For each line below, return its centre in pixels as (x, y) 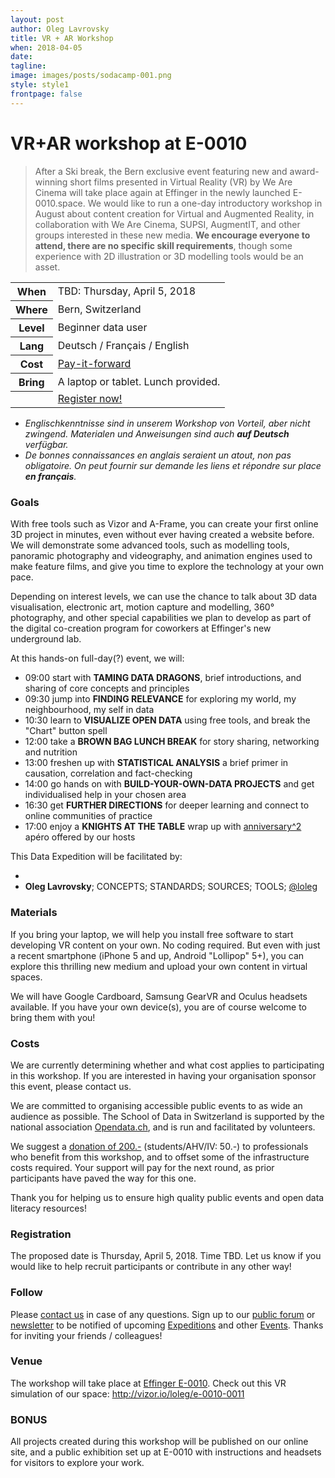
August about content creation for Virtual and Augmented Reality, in (174, 213)
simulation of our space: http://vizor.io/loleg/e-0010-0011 (127, 1393)
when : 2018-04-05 (46, 47)
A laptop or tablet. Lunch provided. (139, 381)
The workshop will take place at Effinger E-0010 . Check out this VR (148, 1383)
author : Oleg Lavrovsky (60, 29)
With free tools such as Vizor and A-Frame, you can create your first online (164, 524)
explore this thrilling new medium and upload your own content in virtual (159, 966)
